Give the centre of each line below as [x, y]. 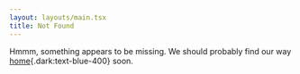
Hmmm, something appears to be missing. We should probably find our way [150, 51]
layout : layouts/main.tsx [58, 17]
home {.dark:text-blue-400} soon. [71, 61]
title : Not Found [42, 26]
